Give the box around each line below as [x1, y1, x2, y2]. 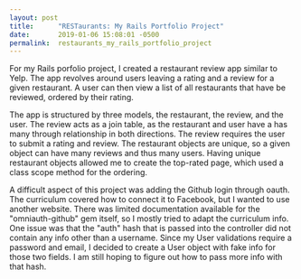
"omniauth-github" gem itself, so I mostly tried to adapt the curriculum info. [9, 213, 289, 224]
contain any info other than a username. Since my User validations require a [9, 232, 292, 244]
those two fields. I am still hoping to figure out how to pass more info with [9, 252, 283, 263]
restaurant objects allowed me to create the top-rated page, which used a [9, 157, 285, 168]
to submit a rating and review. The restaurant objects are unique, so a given [9, 138, 291, 149]
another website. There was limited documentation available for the [9, 204, 260, 215]
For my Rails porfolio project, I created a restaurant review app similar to [9, 63, 278, 74]
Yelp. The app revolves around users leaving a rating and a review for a [9, 73, 275, 84]
